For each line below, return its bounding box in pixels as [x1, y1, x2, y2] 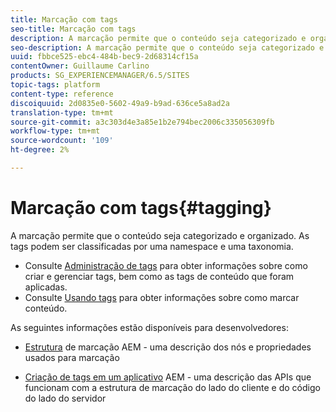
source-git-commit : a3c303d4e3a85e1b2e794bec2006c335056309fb [10, 117, 275, 127]
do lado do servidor [24, 392, 107, 404]
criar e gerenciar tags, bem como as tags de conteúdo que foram [24, 270, 295, 282]
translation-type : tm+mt [10, 107, 114, 118]
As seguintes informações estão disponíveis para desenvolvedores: [10, 321, 289, 333]
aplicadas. [24, 281, 68, 293]
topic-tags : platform [10, 80, 101, 90]
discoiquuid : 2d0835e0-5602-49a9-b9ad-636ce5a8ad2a [10, 98, 230, 108]
